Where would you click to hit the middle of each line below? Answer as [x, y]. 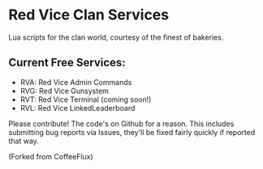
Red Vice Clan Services [88, 15]
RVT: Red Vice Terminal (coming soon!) [86, 99]
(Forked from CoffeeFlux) [51, 156]
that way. [24, 141]
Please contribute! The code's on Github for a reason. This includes [121, 124]
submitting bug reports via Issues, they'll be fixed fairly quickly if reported [132, 132]
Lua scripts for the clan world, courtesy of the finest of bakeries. [116, 37]
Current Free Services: [67, 63]
